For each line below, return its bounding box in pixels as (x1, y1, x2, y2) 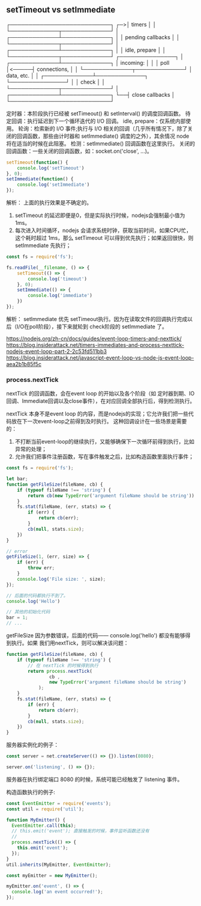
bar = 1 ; (6, 614, 28, 621)
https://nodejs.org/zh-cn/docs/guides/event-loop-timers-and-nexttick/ (6, 335, 182, 342)
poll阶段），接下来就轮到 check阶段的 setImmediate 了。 (29, 323, 168, 330)
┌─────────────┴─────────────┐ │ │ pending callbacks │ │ (6, 33, 180, 41)
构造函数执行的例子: (6, 788, 56, 795)
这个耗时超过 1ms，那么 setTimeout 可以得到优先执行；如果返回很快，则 (14, 234, 194, 242)
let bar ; (6, 476, 28, 482)
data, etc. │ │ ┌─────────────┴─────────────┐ (6, 72, 149, 79)
